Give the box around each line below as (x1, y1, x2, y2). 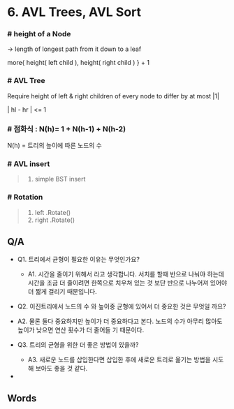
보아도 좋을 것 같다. (35, 364, 88, 373)
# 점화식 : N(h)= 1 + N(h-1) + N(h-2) (7, 124, 126, 133)
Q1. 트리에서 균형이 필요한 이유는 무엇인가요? (17, 255, 140, 264)
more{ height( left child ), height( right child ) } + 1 (7, 59, 150, 67)
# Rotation (7, 193, 43, 202)
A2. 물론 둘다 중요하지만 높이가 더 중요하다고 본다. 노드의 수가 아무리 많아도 (17, 317, 223, 325)
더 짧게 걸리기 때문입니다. (27, 288, 98, 296)
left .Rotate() (34, 208, 71, 216)
